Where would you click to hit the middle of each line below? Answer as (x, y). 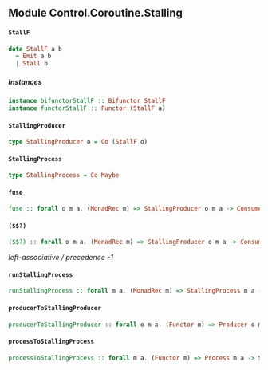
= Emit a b (33, 56)
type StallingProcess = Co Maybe (64, 175)
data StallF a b (35, 49)
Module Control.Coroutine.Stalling (96, 13)
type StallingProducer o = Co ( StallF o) (78, 142)
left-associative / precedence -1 (61, 258)
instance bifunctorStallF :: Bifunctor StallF (87, 101)
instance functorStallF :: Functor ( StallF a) (87, 108)
